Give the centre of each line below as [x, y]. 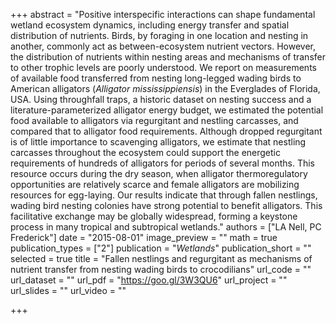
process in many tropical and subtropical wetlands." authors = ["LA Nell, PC [166, 227]
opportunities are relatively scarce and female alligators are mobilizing [155, 184]
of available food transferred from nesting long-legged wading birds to [156, 78]
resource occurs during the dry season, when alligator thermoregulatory [159, 173]
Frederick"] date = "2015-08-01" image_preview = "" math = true [144, 237]
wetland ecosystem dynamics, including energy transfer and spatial [150, 25]
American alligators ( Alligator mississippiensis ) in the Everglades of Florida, [165, 88]
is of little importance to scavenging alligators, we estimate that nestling [158, 142]
